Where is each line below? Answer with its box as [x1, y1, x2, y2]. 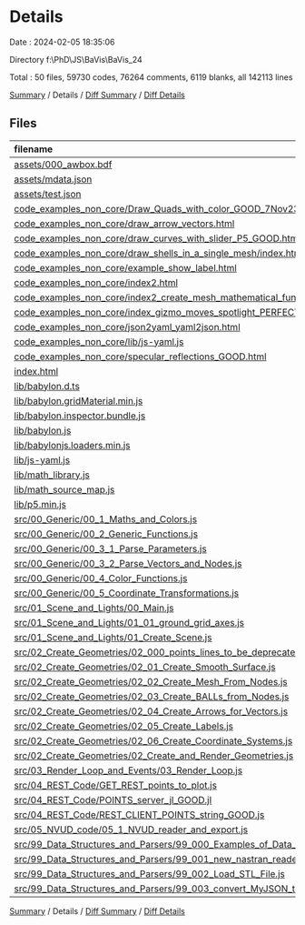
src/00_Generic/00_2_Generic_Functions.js [14, 528, 198, 540]
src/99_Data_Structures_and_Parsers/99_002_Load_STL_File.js [14, 867, 286, 880]
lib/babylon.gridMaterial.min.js [14, 394, 143, 407]
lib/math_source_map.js [14, 483, 115, 496]
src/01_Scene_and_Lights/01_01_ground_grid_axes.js [14, 616, 245, 628]
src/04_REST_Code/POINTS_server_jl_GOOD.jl [14, 793, 212, 806]
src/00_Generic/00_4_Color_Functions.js [14, 571, 188, 584]
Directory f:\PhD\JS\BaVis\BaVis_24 [9, 54, 143, 65]
